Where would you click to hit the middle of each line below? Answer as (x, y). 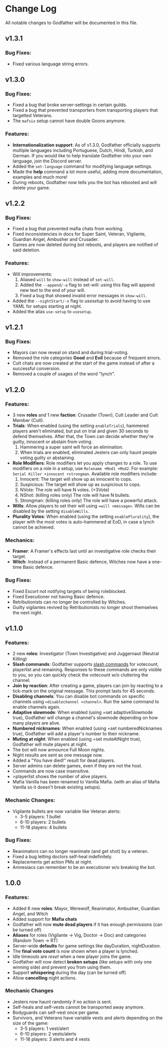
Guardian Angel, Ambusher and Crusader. (56, 239)
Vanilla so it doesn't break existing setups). (57, 787)
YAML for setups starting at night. (47, 306)
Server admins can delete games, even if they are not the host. (77, 766)
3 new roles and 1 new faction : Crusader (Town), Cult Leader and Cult (85, 415)
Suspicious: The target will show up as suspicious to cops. (80, 484)
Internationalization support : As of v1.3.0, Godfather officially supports (86, 145)
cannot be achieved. (34, 527)
